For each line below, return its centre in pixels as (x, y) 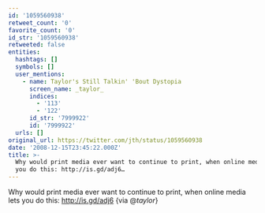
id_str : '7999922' (59, 118)
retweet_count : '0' (40, 23)
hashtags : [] (37, 60)
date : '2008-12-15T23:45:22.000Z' (65, 148)
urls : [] (30, 133)
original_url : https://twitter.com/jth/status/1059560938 (105, 140)
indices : (43, 96)
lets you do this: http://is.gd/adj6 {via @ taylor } (84, 200)
